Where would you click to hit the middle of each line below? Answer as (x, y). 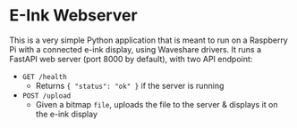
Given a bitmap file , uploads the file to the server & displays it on (157, 104)
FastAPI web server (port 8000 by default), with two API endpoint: (131, 59)
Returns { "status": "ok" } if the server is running (130, 85)
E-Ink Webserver (73, 16)
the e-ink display (67, 114)
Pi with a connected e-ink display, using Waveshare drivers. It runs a (136, 49)
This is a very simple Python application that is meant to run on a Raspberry (148, 40)
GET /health (44, 76)
